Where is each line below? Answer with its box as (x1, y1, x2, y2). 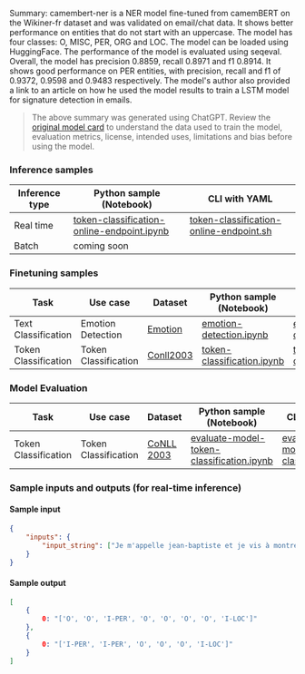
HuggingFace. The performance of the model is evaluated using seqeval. (9, 46, 282, 57)
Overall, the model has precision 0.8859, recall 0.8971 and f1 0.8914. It (9, 56, 271, 66)
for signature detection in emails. (9, 94, 133, 105)
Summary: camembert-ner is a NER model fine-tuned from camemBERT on (9, 8, 290, 18)
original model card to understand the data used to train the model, (31, 122, 283, 132)
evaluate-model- (190, 431, 266, 444)
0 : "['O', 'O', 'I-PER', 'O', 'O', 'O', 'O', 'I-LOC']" (42, 614, 258, 624)
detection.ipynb (202, 328, 269, 341)
